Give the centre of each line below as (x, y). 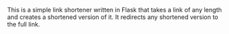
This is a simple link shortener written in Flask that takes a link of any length (114, 10)
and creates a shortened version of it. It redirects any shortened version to (113, 17)
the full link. (23, 24)
